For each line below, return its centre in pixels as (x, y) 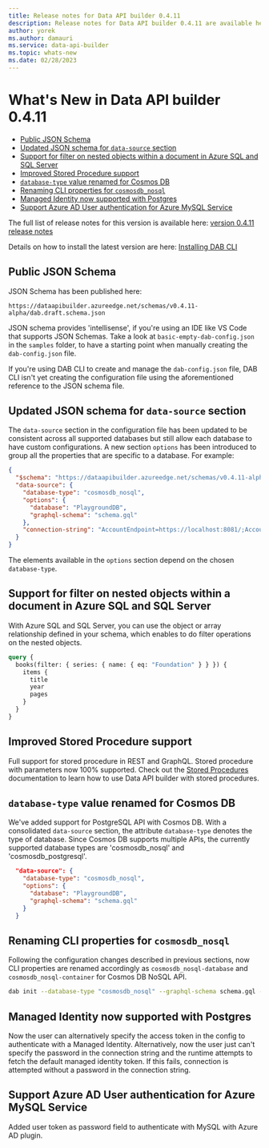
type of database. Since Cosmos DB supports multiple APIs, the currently (129, 839)
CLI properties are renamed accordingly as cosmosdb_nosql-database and (128, 969)
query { (21, 657)
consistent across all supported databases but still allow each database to (130, 439)
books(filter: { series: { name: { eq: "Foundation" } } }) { (121, 664)
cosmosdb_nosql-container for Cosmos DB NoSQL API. (98, 977)
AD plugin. (26, 1135)
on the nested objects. (45, 642)
